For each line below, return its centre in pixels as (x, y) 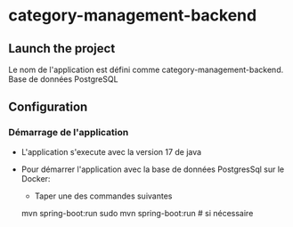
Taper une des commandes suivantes (103, 196)
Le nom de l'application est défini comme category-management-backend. (146, 69)
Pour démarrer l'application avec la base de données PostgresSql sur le (153, 169)
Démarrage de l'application (69, 133)
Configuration (48, 107)
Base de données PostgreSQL (63, 79)
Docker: (36, 178)
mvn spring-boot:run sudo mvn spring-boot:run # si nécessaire (137, 213)
